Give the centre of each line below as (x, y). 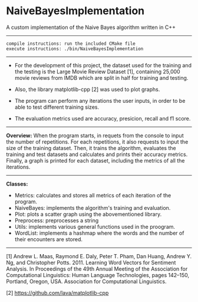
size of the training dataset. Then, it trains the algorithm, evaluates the (91, 148)
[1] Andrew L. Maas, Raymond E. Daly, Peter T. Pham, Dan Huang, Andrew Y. (99, 256)
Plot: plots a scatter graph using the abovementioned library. (88, 214)
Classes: (17, 184)
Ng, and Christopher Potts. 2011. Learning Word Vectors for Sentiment (91, 262)
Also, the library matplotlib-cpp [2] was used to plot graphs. (87, 89)
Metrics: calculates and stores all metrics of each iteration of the (93, 195)
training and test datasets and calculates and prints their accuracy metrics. (97, 154)
